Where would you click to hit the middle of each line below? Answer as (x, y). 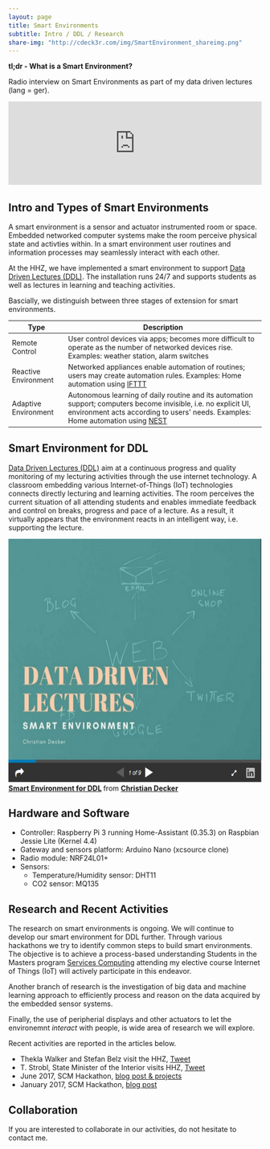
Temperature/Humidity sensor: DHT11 (94, 875)
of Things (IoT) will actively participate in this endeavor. (100, 971)
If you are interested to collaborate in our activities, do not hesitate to (123, 1130)
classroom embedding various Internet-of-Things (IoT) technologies (121, 485)
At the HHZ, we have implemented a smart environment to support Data (127, 268)
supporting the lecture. (46, 527)
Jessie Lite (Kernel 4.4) (59, 841)
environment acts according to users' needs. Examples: (160, 412)
